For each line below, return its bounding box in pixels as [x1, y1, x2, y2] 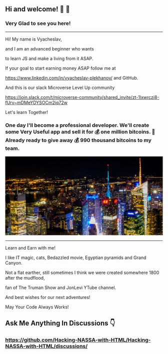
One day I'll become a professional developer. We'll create [5, 121, 149, 128]
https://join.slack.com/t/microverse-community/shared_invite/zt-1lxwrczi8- [5, 94, 159, 100]
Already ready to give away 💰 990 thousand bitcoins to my [5, 136, 151, 143]
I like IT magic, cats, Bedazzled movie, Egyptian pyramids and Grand [5, 254, 146, 260]
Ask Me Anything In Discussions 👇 [5, 319, 115, 327]
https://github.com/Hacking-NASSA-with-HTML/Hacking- [5, 336, 151, 343]
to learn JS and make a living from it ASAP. [5, 55, 93, 61]
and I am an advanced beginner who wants [5, 45, 94, 51]
